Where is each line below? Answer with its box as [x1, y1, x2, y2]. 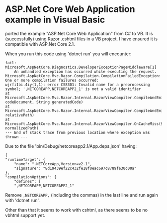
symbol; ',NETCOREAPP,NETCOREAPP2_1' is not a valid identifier [5, 86, 141, 92]
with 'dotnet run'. [5, 197, 40, 203]
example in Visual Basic [5, 14, 105, 25]
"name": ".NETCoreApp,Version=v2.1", [14, 161, 92, 166]
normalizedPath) [5, 125, 39, 130]
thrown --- [5, 134, 28, 139]
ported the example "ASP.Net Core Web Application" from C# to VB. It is [5, 30, 153, 36]
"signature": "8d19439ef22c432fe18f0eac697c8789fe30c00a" [14, 166, 137, 171]
